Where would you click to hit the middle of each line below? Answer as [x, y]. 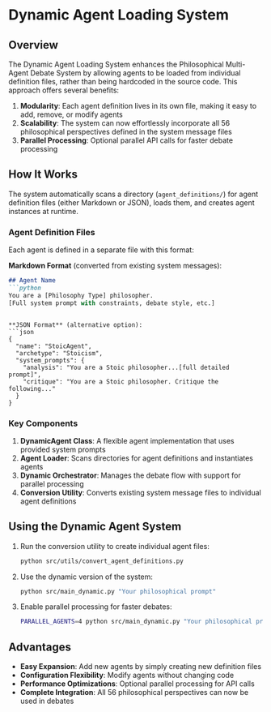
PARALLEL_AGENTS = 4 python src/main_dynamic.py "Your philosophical [136, 622]
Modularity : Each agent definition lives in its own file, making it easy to [138, 106]
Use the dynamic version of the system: [87, 577]
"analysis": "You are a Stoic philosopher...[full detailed [126, 367]
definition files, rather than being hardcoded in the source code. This [123, 81]
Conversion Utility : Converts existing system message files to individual [140, 492]
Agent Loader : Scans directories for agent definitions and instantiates [136, 458]
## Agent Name [32, 281]
